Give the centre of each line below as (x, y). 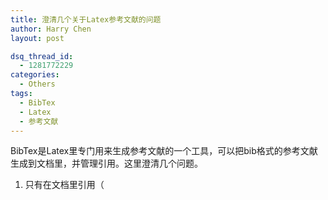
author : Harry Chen (51, 29)
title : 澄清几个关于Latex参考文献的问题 (86, 19)
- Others (37, 84)
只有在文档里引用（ (64, 185)
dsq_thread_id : (42, 56)
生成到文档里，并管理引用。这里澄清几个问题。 (106, 163)
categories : (35, 75)
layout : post (37, 38)
